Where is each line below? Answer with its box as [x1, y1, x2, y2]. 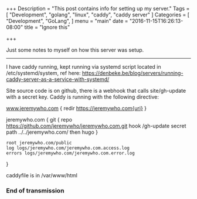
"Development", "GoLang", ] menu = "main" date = [6, 18, 128, 24]
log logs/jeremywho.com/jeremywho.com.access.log [6, 145, 130, 151]
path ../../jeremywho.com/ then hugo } [6, 129, 98, 136]
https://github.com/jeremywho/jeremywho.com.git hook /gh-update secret [6, 123, 186, 129]
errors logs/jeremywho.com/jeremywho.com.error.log [6, 150, 135, 156]
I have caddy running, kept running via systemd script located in [6, 63, 161, 70]
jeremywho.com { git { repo [6, 116, 72, 123]
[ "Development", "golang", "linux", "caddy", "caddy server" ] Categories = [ [6, 11, 189, 18]
